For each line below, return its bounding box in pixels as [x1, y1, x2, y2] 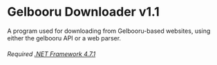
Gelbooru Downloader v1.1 [7, 4, 160, 20]
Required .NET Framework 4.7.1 [7, 49, 96, 58]
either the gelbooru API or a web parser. [7, 34, 122, 42]
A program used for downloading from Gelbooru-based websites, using [7, 27, 211, 35]
